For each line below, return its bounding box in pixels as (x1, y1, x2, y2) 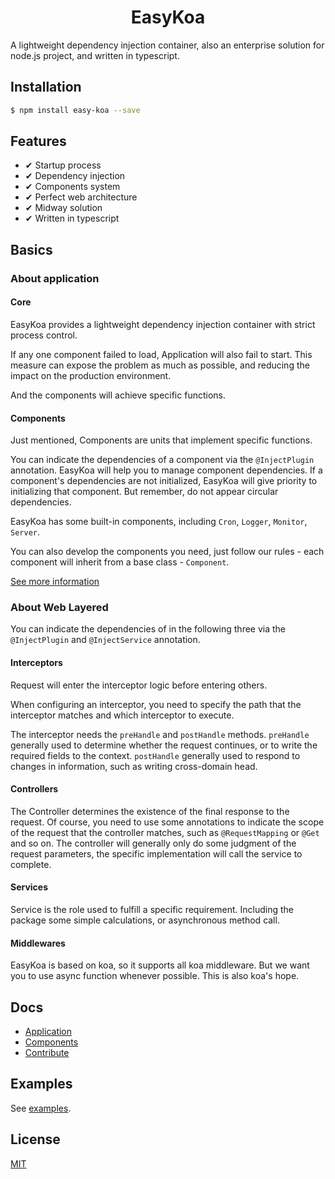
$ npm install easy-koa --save (10, 105, 141, 115)
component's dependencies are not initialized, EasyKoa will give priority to (10, 475, 318, 487)
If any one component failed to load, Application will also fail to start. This (10, 348, 313, 360)
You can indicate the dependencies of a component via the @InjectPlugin (10, 454, 315, 466)
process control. (10, 329, 78, 341)
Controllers (10, 783, 59, 795)
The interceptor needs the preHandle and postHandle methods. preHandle (10, 728, 310, 740)
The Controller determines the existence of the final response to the (10, 805, 290, 817)
